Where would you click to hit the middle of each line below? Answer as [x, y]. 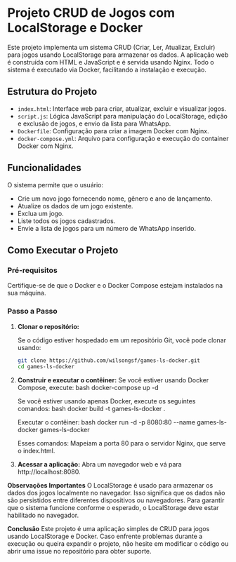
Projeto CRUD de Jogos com [91, 13]
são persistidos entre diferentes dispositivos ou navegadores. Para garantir [116, 500]
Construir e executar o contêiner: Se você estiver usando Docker [113, 380]
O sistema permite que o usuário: [55, 185]
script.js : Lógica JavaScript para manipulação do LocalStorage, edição [123, 116]
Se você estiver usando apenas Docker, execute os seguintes [106, 401]
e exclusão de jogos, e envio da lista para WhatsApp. [94, 123]
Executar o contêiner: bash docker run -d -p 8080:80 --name [106, 422]
